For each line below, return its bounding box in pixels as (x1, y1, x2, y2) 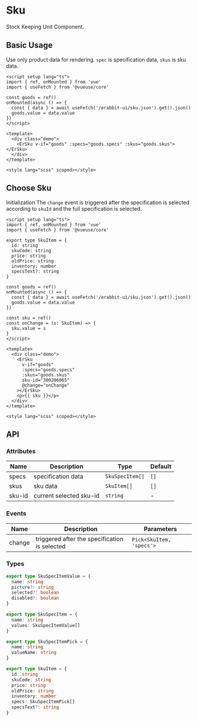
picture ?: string (11, 584, 54, 590)
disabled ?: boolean (11, 596, 60, 601)
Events (6, 510, 27, 518)
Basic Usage (6, 40, 53, 50)
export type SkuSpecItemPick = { (6, 639, 88, 645)
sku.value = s (11, 325, 46, 331)
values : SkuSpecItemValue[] (11, 622, 81, 628)
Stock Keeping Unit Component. (6, 23, 84, 30)
